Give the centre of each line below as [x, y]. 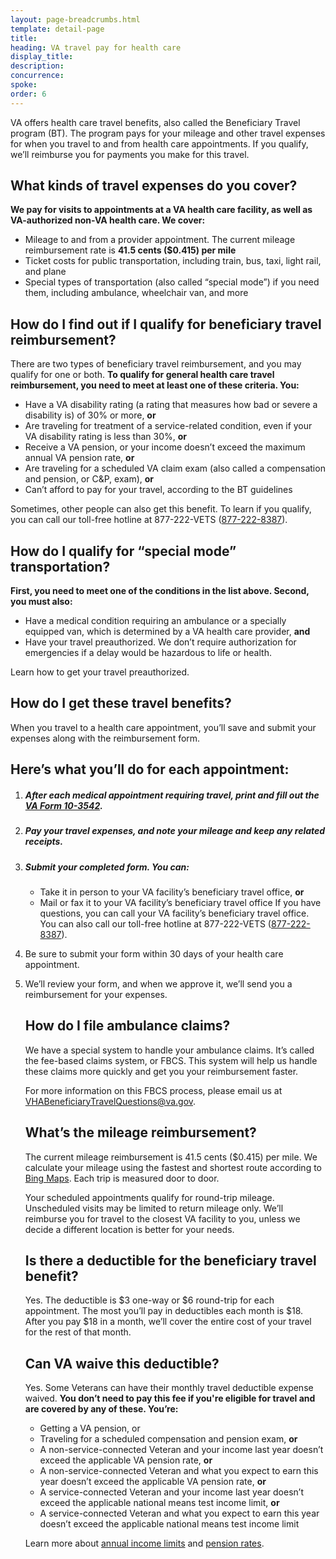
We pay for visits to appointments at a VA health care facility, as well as [161, 210]
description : [37, 66]
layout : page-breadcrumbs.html [75, 19]
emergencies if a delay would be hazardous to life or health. [148, 653]
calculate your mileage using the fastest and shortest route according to [173, 1167]
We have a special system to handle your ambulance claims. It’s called [169, 1050]
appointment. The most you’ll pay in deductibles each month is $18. [164, 1311]
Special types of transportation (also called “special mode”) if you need [172, 282]
